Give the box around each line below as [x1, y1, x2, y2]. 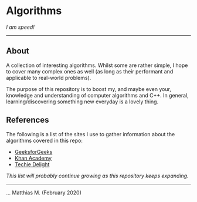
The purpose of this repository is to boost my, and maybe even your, [6, 85, 172, 92]
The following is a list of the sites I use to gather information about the [6, 130, 175, 137]
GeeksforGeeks [14, 148, 53, 155]
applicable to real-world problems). [6, 74, 91, 81]
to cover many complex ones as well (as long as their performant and [6, 68, 174, 75]
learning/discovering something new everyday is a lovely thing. [6, 98, 159, 105]
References [6, 115, 49, 125]
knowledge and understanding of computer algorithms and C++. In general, [6, 92, 189, 99]
